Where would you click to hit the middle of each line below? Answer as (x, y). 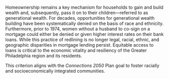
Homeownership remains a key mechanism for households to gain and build (84, 7)
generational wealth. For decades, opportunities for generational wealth (80, 18)
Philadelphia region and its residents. (44, 56)
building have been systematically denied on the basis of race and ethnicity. (85, 23)
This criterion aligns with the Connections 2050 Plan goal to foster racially (82, 66)
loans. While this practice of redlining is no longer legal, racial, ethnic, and (82, 39)
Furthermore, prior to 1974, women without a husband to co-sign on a (78, 29)
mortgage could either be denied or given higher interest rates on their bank (85, 34)
